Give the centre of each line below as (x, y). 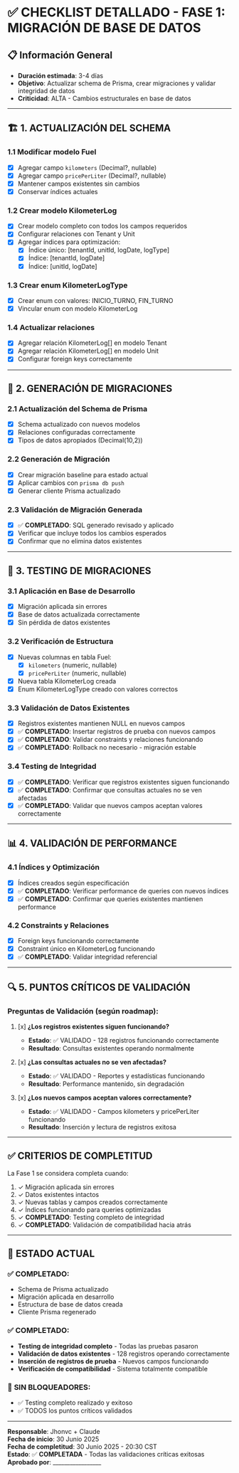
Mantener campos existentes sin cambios (79, 184)
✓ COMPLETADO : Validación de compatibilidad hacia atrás (105, 1225)
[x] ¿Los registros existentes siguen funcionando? (93, 1026)
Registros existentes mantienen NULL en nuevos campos (101, 723)
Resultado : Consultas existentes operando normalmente (111, 1048)
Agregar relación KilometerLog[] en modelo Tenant (92, 343)
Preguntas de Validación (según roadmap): (83, 1011)
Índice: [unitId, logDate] (63, 266)
